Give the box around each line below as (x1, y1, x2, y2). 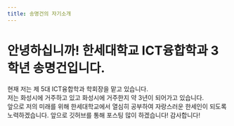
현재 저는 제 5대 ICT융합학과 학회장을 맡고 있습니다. (7, 85, 149, 93)
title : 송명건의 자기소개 (7, 10, 72, 17)
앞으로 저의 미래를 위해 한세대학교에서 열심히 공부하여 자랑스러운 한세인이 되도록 (7, 102, 227, 111)
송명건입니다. (32, 60, 105, 76)
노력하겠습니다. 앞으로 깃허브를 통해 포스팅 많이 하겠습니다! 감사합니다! (7, 111, 200, 119)
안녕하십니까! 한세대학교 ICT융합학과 (7, 43, 209, 58)
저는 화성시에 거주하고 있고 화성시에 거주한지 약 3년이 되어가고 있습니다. (7, 93, 204, 101)
